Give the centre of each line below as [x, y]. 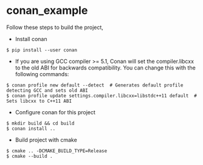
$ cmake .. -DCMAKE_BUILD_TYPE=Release [57, 151]
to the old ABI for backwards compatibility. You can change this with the [105, 68]
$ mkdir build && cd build [40, 123]
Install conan [31, 39]
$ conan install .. [31, 128]
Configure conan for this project [55, 112]
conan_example [47, 11]
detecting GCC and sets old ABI [47, 90]
